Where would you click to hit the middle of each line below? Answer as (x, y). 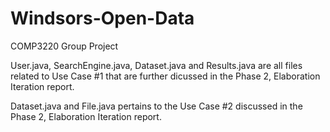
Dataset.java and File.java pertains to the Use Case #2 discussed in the (156, 106)
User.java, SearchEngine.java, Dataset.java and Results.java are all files (156, 65)
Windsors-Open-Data (102, 18)
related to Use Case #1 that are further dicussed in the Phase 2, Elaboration (165, 76)
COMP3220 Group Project (64, 46)
